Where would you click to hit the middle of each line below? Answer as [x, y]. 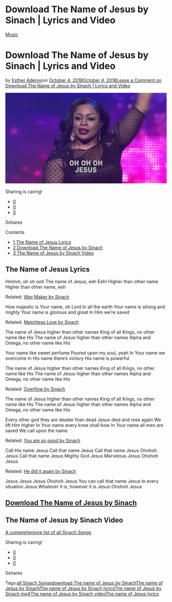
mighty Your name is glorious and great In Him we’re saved [67, 312]
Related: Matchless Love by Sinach [42, 322]
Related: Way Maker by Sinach [38, 297]
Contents [15, 232]
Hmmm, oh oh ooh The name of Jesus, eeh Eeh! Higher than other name [82, 282]
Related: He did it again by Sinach [41, 471]
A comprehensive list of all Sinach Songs [48, 532]
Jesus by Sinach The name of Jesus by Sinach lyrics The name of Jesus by [83, 588]
